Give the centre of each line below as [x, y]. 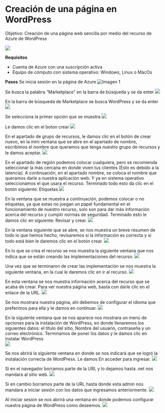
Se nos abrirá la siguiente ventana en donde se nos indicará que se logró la [82, 353]
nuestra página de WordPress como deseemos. [53, 405]
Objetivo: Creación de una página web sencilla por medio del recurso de [78, 33]
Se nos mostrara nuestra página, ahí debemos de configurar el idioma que [81, 302]
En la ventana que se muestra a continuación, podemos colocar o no [75, 199]
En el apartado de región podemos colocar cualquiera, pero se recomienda [81, 162]
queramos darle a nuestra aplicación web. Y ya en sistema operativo [75, 178]
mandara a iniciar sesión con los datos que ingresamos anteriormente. [76, 390]
